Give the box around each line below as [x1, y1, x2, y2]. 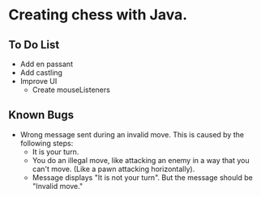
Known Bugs [8, 108, 75, 122]
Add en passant [19, 59, 73, 69]
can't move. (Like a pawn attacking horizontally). [32, 164, 195, 174]
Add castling [19, 68, 63, 78]
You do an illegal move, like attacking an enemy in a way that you [32, 155, 250, 165]
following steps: [19, 138, 74, 148]
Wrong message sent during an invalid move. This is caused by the [19, 129, 245, 139]
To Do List [8, 38, 60, 52]
